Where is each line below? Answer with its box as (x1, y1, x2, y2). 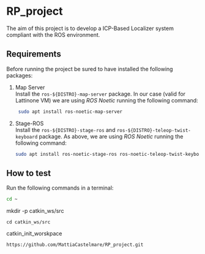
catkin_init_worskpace (6, 230, 62, 237)
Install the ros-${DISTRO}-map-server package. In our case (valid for (15, 90, 185, 98)
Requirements (6, 49, 61, 60)
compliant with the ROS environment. (6, 31, 100, 38)
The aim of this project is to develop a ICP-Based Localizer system (6, 25, 174, 32)
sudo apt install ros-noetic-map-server (18, 109, 123, 115)
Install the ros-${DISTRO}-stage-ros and (15, 126, 116, 133)
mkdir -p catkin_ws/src (6, 207, 64, 215)
